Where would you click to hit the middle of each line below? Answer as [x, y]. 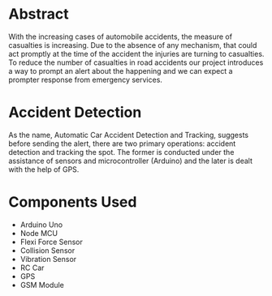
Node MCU [39, 233]
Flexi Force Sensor [51, 242]
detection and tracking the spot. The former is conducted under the [121, 152]
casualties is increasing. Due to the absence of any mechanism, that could [133, 45]
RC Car [32, 268]
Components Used [73, 202]
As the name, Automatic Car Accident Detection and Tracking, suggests [129, 135]
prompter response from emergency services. [85, 79]
